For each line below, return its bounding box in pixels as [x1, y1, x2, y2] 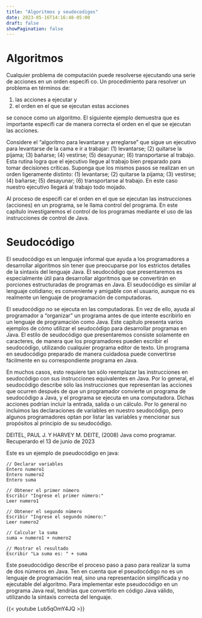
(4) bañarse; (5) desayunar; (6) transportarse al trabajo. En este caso [6, 177, 178, 184]
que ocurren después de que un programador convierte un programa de [6, 388, 186, 395]
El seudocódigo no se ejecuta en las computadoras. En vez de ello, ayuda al [6, 306, 195, 313]
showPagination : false [6, 25, 63, 32]
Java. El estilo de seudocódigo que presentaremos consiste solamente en [6, 331, 190, 338]
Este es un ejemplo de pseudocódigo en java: [6, 450, 119, 457]
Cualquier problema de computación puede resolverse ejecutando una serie [6, 72, 196, 79]
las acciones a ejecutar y [14, 96, 77, 103]
